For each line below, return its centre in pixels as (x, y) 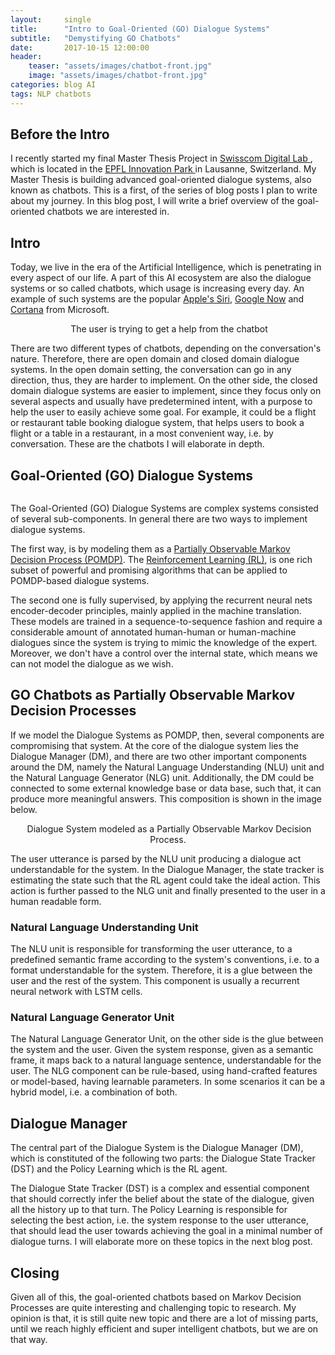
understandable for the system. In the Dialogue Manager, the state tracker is (167, 869)
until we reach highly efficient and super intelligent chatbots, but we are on (164, 1329)
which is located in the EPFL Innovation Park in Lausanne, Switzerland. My (163, 169)
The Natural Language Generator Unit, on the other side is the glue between (167, 1039)
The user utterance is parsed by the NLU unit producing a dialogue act (156, 858)
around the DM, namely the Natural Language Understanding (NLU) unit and (167, 767)
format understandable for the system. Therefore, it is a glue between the (161, 970)
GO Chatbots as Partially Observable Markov (153, 695)
